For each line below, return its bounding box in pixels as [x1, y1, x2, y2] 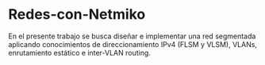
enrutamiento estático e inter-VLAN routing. [8, 48, 151, 57]
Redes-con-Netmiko [8, 5, 146, 23]
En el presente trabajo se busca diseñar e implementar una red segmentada [8, 31, 256, 41]
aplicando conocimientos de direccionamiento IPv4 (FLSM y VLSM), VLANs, [8, 39, 258, 49]
